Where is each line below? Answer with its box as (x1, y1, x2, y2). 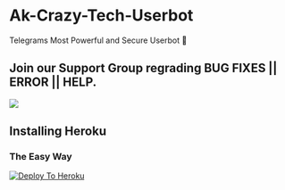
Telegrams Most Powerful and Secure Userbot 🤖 (9, 35, 188, 45)
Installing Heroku (9, 124, 107, 139)
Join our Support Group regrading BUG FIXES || (9, 61, 278, 76)
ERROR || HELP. (9, 75, 97, 90)
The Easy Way (9, 151, 73, 163)
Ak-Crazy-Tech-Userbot (9, 5, 194, 26)
